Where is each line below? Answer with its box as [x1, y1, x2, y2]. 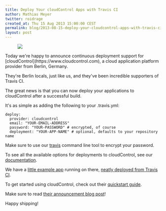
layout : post [5, 30, 32, 35]
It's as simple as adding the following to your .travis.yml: [5, 103, 120, 108]
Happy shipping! [5, 201, 39, 206]
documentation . [5, 157, 38, 163]
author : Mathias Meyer [5, 12, 52, 17]
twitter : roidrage [5, 16, 43, 21]
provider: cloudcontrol [9, 116, 58, 121]
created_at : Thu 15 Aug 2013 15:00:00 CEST [5, 21, 96, 26]
